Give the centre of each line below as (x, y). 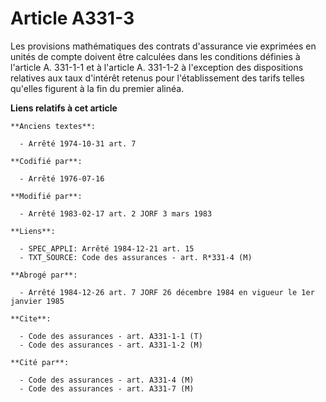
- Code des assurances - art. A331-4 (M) (107, 380)
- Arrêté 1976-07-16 (62, 178)
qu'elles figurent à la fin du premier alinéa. (97, 88)
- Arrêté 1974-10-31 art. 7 (78, 143)
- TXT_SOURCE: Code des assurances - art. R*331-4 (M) (136, 257)
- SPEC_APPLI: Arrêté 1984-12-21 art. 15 (107, 248)
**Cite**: (31, 318)
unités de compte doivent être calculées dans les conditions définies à (155, 56)
